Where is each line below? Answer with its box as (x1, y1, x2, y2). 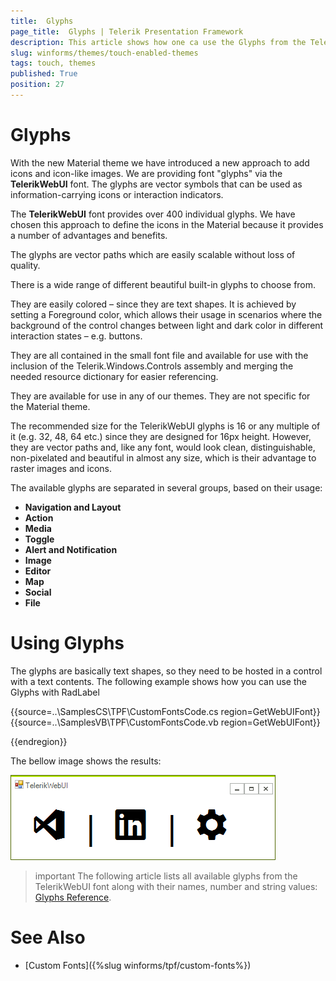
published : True (10, 69, 78, 79)
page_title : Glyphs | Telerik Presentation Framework (10, 26, 244, 37)
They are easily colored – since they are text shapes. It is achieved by (10, 298, 297, 310)
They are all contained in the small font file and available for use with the (10, 349, 309, 361)
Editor (24, 565, 52, 577)
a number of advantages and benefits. (10, 229, 168, 241)
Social (24, 586, 52, 598)
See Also (10, 926, 86, 949)
